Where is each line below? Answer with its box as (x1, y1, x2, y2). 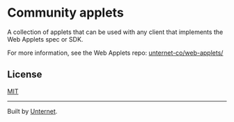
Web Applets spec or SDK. (7, 35, 84, 43)
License (7, 69, 42, 80)
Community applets (7, 5, 124, 21)
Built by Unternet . (7, 107, 58, 115)
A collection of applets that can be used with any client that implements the (7, 28, 224, 36)
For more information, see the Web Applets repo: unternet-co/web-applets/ (7, 49, 224, 57)
